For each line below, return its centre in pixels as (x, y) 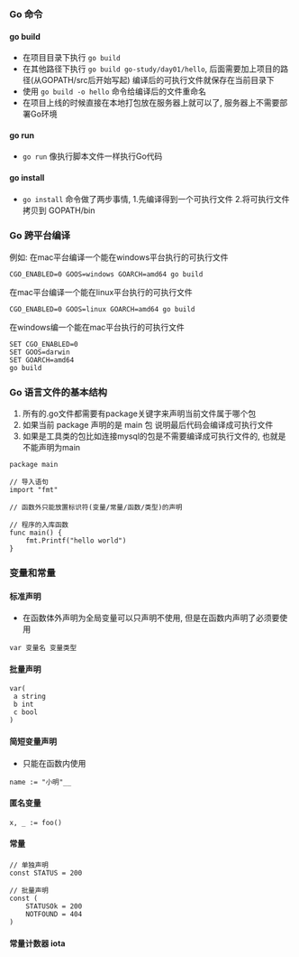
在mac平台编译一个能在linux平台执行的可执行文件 (101, 292)
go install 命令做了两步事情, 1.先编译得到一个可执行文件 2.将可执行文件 (156, 199)
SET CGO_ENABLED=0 (44, 344)
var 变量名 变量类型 (43, 648)
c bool (26, 712)
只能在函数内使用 (54, 763)
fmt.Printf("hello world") (76, 541)
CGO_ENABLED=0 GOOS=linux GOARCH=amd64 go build (102, 309)
